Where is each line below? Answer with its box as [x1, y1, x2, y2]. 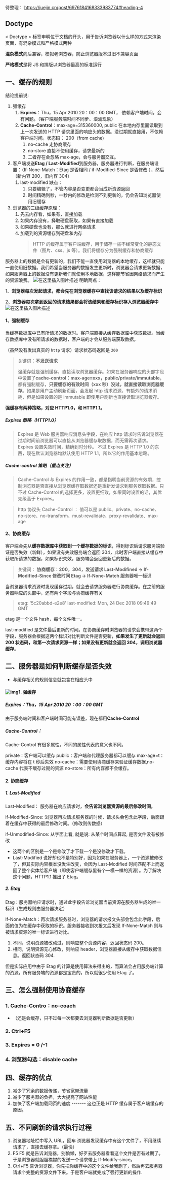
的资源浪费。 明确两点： [5, 277, 102, 283]
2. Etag [5, 885, 21, 891]
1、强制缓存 [5, 317, 30, 324]
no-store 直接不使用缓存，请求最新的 [27, 147, 105, 153]
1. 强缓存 [18, 689, 36, 695]
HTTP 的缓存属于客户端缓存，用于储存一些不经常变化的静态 [32, 241, 157, 247]
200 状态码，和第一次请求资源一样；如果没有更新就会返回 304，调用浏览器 [5, 639, 163, 645]
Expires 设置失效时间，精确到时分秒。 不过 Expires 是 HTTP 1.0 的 [17, 443, 155, 450]
